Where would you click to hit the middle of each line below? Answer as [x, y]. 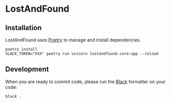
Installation [23, 28]
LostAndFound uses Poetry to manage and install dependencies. [73, 40]
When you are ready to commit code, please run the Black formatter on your [86, 82]
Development [27, 69]
